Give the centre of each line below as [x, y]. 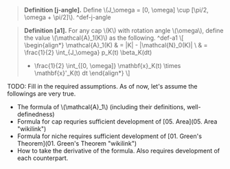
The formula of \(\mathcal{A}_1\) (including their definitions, [101, 107]
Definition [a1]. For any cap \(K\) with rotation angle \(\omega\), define [124, 31]
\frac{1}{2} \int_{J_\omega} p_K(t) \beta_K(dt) [88, 52]
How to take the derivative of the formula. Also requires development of [118, 151]
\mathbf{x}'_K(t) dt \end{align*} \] [82, 73]
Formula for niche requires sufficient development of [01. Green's [110, 136]
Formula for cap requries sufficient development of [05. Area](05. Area [117, 122]
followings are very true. [42, 93]
